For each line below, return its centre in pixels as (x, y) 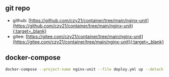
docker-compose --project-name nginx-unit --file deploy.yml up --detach (84, 69)
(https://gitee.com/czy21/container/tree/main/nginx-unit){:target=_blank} (88, 42)
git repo (18, 8)
